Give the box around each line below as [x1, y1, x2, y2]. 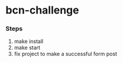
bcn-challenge [5, 4, 79, 17]
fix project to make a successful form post [14, 51, 118, 58]
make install [14, 38, 44, 45]
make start [14, 44, 41, 51]
